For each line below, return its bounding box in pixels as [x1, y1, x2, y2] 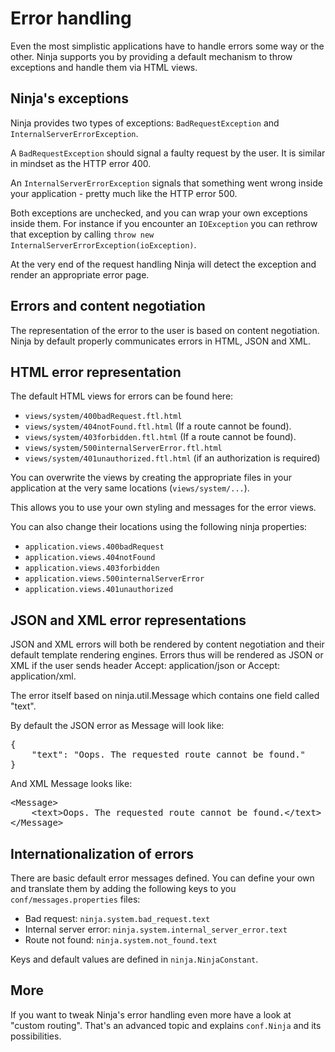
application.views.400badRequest [24, 542, 165, 552]
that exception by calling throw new [10, 228, 155, 240]
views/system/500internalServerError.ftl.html [24, 443, 223, 454]
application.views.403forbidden [24, 563, 160, 574]
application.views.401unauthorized [24, 585, 174, 595]
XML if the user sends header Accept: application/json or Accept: [10, 660, 281, 672]
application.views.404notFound [24, 553, 156, 563]
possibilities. [10, 1030, 62, 1042]
